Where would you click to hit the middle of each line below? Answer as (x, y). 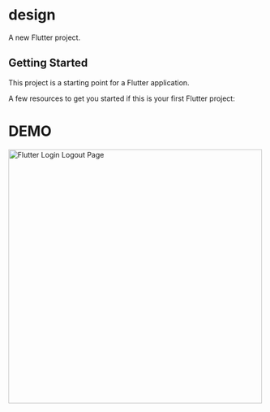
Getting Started (48, 63)
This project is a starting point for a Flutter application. (99, 82)
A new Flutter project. (45, 37)
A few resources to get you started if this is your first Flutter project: (122, 98)
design (32, 15)
